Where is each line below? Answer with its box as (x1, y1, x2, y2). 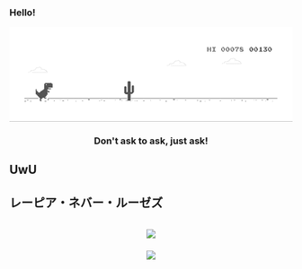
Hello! (9, 6, 36, 19)
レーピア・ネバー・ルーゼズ (9, 195, 164, 210)
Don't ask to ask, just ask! (93, 134, 209, 147)
